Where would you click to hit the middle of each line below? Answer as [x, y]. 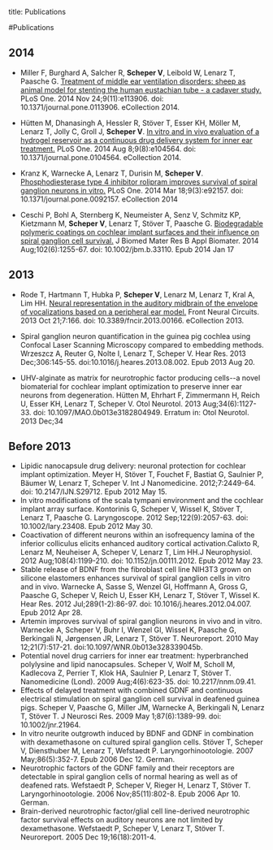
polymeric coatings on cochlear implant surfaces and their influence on [140, 232]
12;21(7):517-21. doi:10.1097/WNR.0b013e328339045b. [111, 647]
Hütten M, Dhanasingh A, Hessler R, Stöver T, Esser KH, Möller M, [130, 123]
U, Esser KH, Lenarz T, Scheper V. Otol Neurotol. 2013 [110, 403]
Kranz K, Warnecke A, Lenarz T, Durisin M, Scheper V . [112, 173]
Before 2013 [40, 447]
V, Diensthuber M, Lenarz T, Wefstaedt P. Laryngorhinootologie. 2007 [136, 751]
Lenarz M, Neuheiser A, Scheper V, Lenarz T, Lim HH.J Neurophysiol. [136, 553]
